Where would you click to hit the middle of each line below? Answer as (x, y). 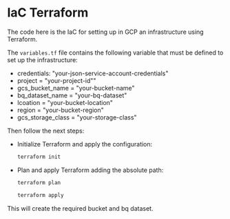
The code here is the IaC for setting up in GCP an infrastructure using (106, 32)
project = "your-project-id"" (56, 80)
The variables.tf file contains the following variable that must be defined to (115, 53)
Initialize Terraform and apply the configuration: (85, 144)
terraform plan (39, 182)
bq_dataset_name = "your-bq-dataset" (72, 95)
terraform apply (40, 195)
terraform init (39, 157)
